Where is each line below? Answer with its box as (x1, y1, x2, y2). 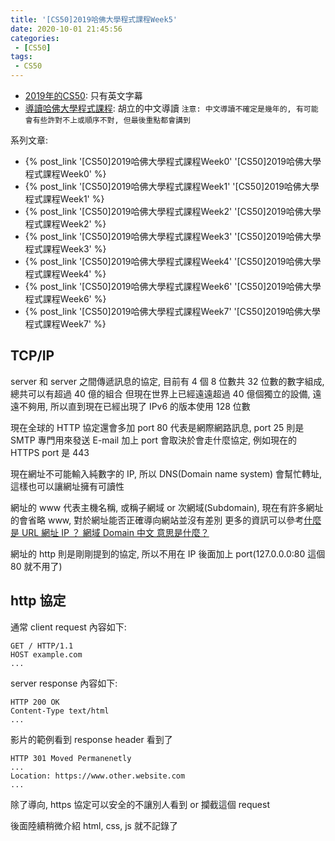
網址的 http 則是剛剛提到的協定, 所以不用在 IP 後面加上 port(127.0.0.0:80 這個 (10, 547, 326, 560)
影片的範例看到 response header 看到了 (10, 733, 173, 745)
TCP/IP (10, 347, 55, 365)
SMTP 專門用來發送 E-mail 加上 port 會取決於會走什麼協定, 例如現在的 (10, 434, 298, 446)
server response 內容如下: (10, 677, 118, 689)
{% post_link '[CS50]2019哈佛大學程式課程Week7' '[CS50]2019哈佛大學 (24, 306, 322, 317)
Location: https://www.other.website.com (10, 771, 186, 781)
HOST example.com (10, 649, 83, 660)
